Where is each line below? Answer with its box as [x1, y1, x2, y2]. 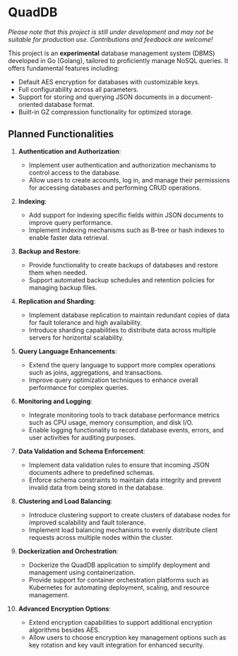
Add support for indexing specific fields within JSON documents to [28, 210, 224, 219]
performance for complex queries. [28, 383, 129, 391]
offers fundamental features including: [8, 64, 119, 72]
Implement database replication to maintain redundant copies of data [28, 311, 230, 319]
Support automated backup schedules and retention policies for [28, 275, 215, 284]
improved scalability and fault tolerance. [28, 518, 146, 526]
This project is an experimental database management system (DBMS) [8, 49, 215, 57]
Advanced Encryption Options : [18, 604, 112, 613]
